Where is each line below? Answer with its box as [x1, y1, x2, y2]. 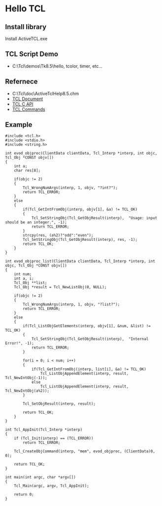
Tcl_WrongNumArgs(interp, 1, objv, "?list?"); [23, 302, 120, 307]
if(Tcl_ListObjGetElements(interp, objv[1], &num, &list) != [23, 324, 151, 329]
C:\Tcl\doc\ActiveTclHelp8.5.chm [12, 90, 79, 96]
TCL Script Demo [5, 50, 58, 58]
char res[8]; [14, 168, 41, 173]
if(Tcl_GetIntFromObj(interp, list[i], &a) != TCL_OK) [31, 367, 147, 372]
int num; [14, 272, 32, 277]
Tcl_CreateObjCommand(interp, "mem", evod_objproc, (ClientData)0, [14, 449, 155, 454]
